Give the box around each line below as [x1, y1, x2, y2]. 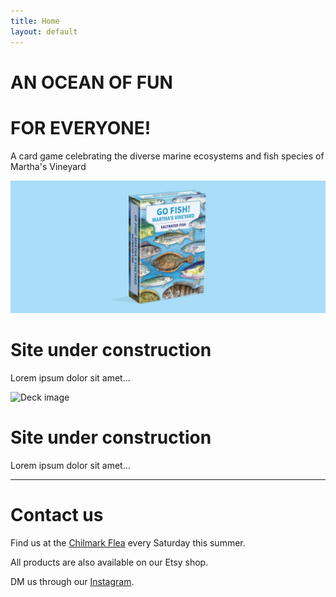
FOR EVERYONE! [10, 116, 152, 139]
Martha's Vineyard [10, 160, 87, 172]
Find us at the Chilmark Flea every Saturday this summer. [10, 537, 246, 549]
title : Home [10, 16, 60, 26]
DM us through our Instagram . [10, 576, 135, 588]
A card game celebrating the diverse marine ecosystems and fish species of [10, 150, 325, 162]
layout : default [10, 26, 78, 37]
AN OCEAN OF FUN [10, 71, 173, 94]
